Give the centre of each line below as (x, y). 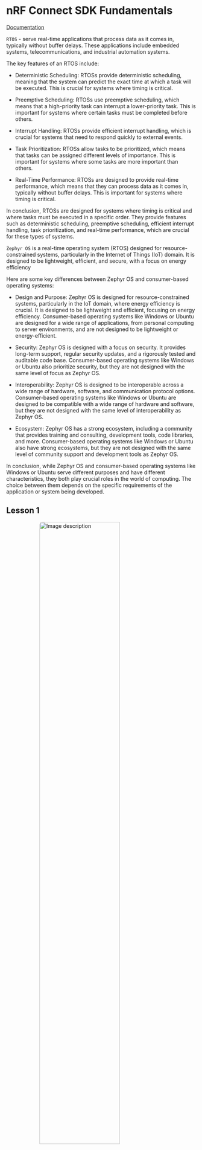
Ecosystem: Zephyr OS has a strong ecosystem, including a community (104, 428)
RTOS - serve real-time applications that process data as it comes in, (90, 39)
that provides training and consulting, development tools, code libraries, (104, 435)
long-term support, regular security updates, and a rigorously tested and (105, 353)
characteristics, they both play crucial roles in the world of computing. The (99, 478)
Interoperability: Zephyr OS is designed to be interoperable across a (99, 385)
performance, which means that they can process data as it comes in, (102, 186)
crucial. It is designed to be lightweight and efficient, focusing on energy (105, 310)
